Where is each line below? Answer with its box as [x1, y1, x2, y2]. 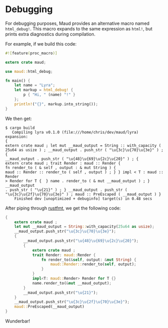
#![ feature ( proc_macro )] [5, 51, 58, 56]
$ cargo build [5, 125, 35, 130]
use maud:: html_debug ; [5, 69, 53, 74]
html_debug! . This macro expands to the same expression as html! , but [5, 25, 153, 31]
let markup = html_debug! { [14, 88, 73, 93]
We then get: [5, 115, 32, 121]
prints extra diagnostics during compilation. [5, 31, 96, 37]
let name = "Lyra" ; [14, 83, 55, 88]
